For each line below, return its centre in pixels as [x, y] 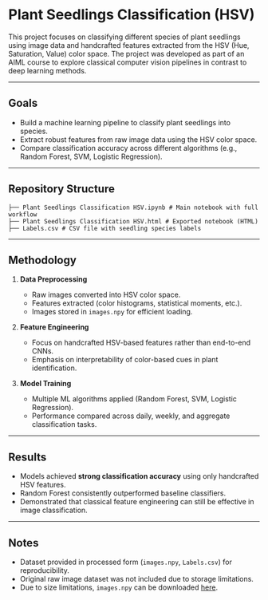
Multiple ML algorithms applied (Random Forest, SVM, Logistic [134, 399]
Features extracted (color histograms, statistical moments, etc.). [137, 303]
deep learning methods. [47, 70]
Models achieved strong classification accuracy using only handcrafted [139, 476]
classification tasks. [64, 424]
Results [28, 457]
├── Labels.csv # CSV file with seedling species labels [105, 228]
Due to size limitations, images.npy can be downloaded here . [118, 587]
